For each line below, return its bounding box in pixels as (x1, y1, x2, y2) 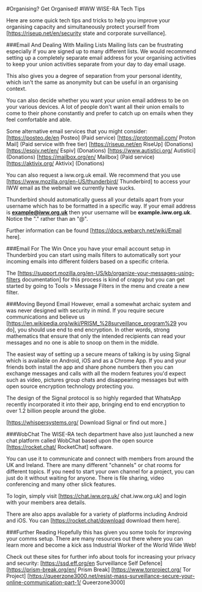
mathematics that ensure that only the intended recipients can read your (6, 333, 186, 340)
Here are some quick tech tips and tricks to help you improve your (6, 17, 171, 24)
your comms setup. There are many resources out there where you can (6, 535, 183, 542)
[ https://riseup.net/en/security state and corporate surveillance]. (6, 30, 167, 37)
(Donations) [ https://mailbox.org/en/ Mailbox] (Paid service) (6, 153, 155, 161)
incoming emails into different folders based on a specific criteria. (6, 258, 169, 265)
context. (6, 85, 27, 92)
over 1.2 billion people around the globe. (6, 407, 106, 414)
